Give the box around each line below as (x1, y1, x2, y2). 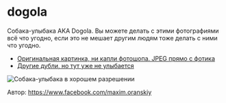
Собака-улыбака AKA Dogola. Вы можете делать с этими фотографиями (7, 27, 219, 35)
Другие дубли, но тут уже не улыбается (16, 61, 135, 70)
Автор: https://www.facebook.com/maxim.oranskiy (7, 88, 152, 96)
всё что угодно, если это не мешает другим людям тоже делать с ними (7, 33, 218, 42)
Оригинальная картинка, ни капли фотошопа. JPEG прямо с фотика (16, 54, 216, 62)
